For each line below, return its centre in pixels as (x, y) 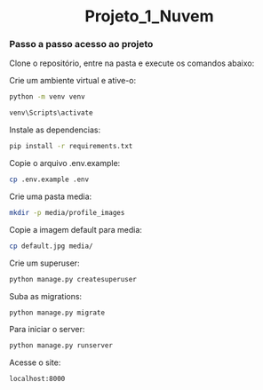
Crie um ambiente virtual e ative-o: (73, 81)
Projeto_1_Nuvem (149, 16)
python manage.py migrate (57, 313)
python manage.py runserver (61, 346)
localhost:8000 (37, 379)
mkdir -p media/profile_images (67, 212)
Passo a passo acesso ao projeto (81, 44)
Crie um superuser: (44, 263)
